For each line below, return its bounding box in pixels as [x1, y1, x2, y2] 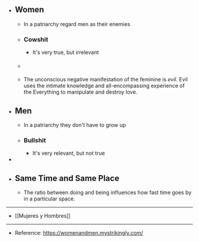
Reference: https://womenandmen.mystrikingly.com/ [14, 230, 143, 237]
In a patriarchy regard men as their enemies [23, 20, 130, 27]
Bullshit [23, 136, 46, 145]
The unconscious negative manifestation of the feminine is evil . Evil [23, 76, 188, 83]
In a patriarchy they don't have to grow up [23, 122, 126, 129]
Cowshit [23, 35, 49, 43]
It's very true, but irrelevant [32, 49, 99, 56]
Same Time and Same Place [14, 173, 120, 183]
